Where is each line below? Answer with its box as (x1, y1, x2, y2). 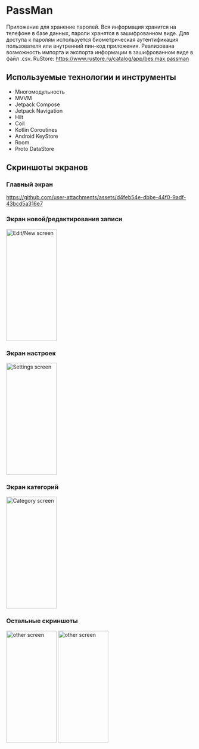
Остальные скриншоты (6, 617, 78, 625)
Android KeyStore (14, 132, 58, 140)
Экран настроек (6, 349, 57, 357)
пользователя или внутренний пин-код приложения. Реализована (6, 42, 175, 49)
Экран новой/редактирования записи (6, 215, 123, 224)
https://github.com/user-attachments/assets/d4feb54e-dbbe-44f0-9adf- (6, 194, 186, 201)
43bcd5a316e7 (6, 200, 43, 208)
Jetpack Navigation (14, 107, 63, 114)
